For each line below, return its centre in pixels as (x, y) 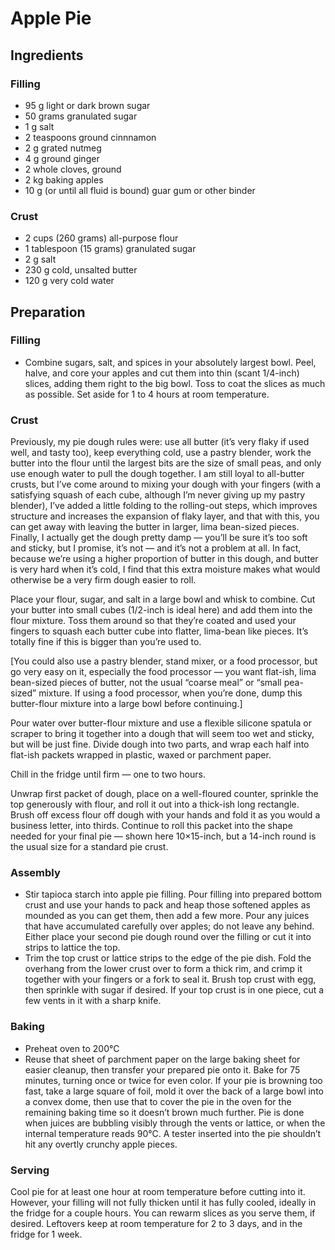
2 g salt (40, 259)
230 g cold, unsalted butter (81, 270)
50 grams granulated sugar (81, 116)
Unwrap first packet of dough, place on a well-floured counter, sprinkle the (164, 794)
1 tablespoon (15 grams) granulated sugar (110, 249)
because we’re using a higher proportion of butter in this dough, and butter (164, 559)
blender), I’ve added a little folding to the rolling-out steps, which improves (164, 506)
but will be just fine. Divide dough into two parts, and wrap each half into (160, 744)
